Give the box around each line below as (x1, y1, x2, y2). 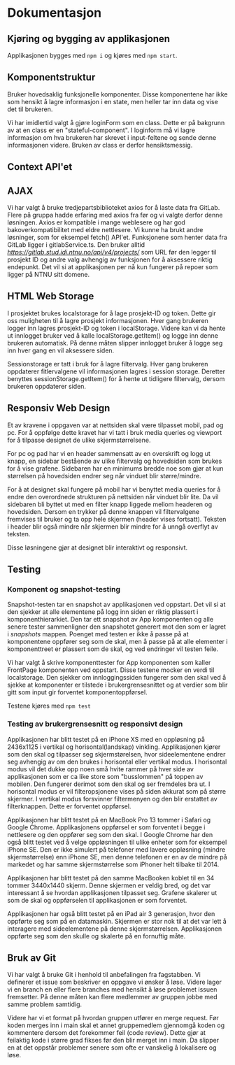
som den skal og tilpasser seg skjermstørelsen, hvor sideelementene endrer (7, 750, 226, 758)
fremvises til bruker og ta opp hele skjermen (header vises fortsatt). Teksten (7, 515, 227, 523)
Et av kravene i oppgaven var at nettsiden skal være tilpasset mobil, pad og (7, 421, 224, 429)
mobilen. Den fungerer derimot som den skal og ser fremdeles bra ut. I (7, 780, 211, 788)
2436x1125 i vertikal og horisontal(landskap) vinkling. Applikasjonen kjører (7, 743, 221, 751)
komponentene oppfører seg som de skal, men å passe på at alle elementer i (7, 638, 228, 646)
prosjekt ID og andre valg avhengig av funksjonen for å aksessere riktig (7, 255, 213, 264)
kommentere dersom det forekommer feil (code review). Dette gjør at (7, 1029, 206, 1037)
